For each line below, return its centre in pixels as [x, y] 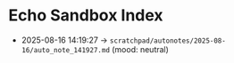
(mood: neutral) [140, 49]
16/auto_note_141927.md [66, 50]
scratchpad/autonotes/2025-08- [168, 41]
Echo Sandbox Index [86, 16]
